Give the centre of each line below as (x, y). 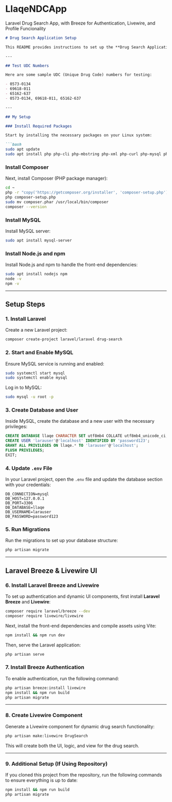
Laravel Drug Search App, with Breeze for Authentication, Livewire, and (80, 23)
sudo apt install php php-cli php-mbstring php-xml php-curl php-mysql (83, 154)
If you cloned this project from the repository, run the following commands (84, 775)
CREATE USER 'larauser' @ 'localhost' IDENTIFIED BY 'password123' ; (78, 441)
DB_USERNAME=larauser (28, 512)
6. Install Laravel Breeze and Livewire (52, 585)
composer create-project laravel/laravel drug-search (64, 339)
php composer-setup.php (31, 197)
